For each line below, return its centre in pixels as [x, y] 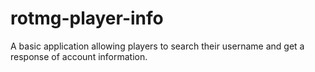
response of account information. [79, 56]
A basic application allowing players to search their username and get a [157, 46]
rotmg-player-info [87, 18]
